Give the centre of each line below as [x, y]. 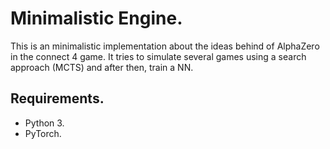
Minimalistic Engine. [96, 18]
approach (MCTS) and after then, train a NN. [102, 67]
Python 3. [44, 123]
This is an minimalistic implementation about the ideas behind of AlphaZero [165, 46]
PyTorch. [43, 133]
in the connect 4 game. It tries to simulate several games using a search [158, 56]
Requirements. [57, 98]
